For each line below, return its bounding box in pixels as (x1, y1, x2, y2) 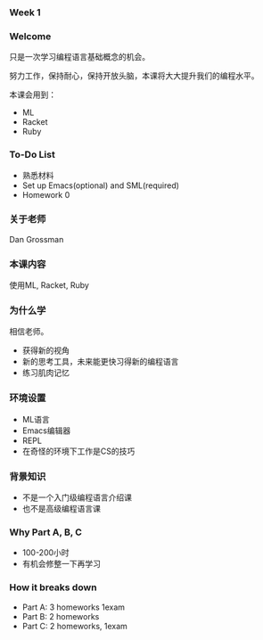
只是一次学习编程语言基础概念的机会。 (9, 52, 150, 62)
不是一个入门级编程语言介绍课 (21, 492, 132, 503)
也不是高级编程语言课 (21, 504, 101, 513)
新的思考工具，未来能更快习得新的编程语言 (21, 357, 179, 367)
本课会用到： (9, 89, 56, 100)
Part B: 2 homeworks (21, 611, 100, 621)
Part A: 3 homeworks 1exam (21, 602, 126, 612)
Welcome (9, 29, 52, 42)
